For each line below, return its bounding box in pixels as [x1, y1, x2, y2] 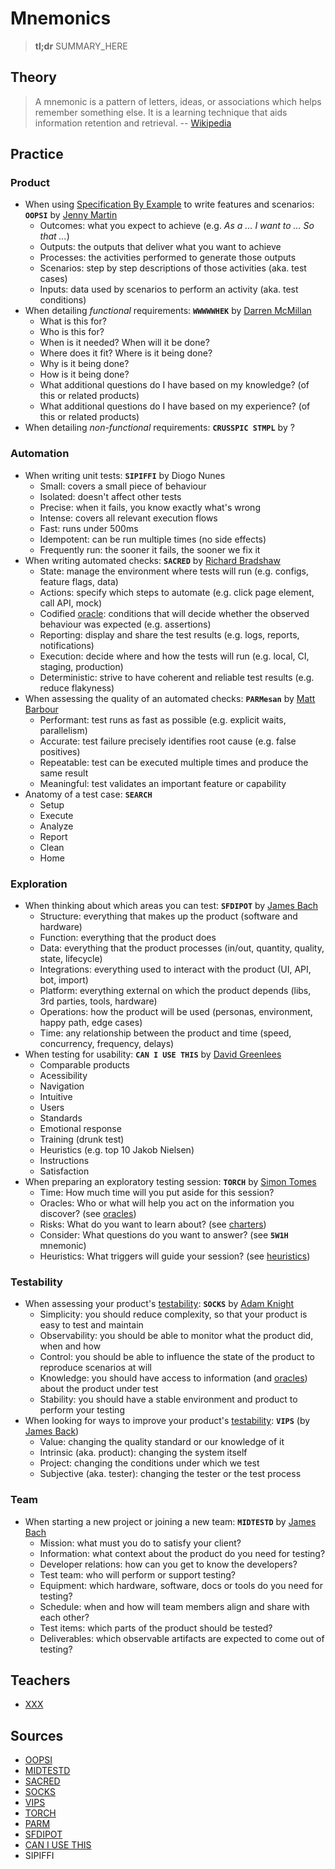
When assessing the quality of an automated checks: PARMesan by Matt [24, 692, 316, 704]
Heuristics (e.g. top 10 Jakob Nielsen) [39, 1144, 195, 1156]
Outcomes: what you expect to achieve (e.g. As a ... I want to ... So [39, 220, 315, 232]
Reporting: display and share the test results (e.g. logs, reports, [39, 628, 300, 641]
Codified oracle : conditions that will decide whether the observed [39, 607, 310, 619]
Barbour [24, 703, 59, 715]
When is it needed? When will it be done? [39, 337, 210, 349]
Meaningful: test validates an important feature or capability [39, 777, 287, 789]
